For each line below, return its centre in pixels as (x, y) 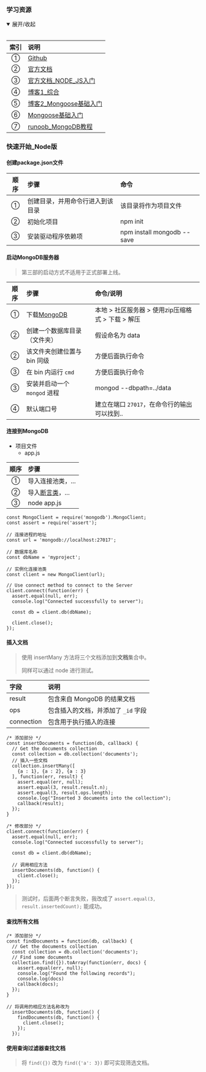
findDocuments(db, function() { (59, 1018)
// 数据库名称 (22, 552)
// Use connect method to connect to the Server (70, 585)
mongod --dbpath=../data (133, 388)
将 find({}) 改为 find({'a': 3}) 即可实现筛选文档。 (87, 1063)
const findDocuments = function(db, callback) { (70, 941)
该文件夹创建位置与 (54, 351)
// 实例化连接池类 (27, 569)
